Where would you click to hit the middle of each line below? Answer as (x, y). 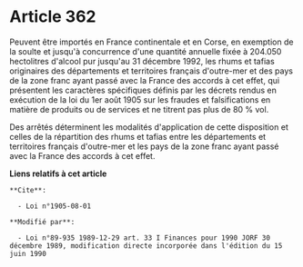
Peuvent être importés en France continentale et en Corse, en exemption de (151, 42)
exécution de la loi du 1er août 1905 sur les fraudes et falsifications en (140, 99)
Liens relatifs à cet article (58, 173)
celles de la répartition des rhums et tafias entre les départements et (138, 136)
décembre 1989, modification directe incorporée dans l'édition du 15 (146, 246)
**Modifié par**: (42, 222)
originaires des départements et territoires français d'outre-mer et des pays (151, 71)
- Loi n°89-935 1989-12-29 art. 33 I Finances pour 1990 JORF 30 (144, 238)
